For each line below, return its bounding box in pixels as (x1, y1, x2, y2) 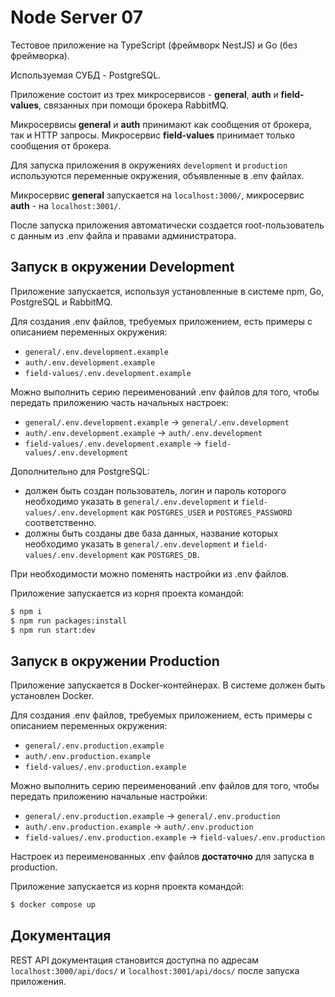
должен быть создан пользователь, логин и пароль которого (24, 484, 287, 496)
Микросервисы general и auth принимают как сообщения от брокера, (10, 118, 312, 130)
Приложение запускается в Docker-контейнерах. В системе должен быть (10, 679, 326, 691)
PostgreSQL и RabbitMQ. (10, 296, 113, 308)
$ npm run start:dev (10, 625, 97, 635)
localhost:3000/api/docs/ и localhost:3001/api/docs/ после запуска (10, 964, 300, 976)
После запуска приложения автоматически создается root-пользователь (10, 219, 325, 231)
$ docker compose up (10, 900, 97, 910)
